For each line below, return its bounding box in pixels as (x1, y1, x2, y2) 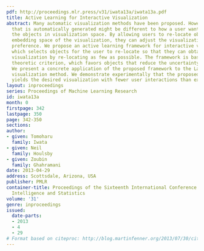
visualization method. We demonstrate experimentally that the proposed (12, 71, 200, 77)
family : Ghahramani (12, 162, 61, 168)
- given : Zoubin (6, 156, 47, 162)
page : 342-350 (6, 116, 42, 122)
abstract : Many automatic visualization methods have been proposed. (6, 20, 186, 26)
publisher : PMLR (6, 179, 47, 185)
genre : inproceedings (6, 202, 61, 208)
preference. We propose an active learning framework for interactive (12, 43, 194, 49)
